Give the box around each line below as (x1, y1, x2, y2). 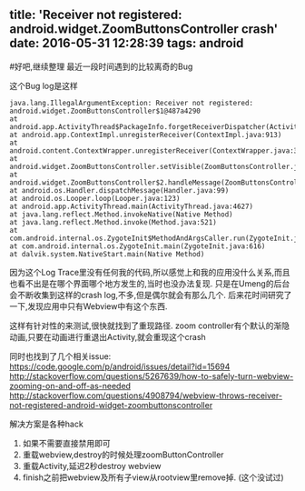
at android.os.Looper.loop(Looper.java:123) (9, 194, 181, 203)
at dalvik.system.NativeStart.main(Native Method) (9, 249, 205, 258)
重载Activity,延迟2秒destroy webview (22, 460, 162, 471)
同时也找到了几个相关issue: (9, 350, 112, 362)
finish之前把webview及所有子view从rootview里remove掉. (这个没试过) (22, 472, 284, 483)
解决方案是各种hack (9, 418, 84, 429)
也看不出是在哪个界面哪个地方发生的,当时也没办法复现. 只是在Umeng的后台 (9, 277, 290, 289)
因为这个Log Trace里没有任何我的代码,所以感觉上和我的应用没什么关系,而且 (9, 266, 290, 277)
